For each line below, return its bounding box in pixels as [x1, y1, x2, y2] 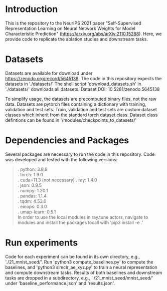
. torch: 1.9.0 [17, 171, 44, 177]
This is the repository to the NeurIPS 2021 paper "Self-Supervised [5, 20, 141, 26]
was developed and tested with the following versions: [5, 156, 118, 162]
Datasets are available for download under [5, 70, 93, 76]
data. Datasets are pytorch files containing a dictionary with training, [5, 101, 146, 107]
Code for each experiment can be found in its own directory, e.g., [5, 253, 140, 259]
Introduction [5, 4, 58, 15]
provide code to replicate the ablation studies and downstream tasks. [5, 36, 148, 42]
